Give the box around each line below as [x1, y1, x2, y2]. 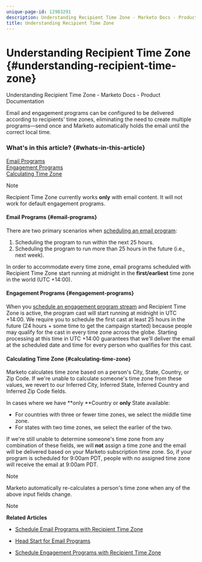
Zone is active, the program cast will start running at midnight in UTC [6, 309, 177, 317]
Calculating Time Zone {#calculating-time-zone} [6, 355, 131, 362]
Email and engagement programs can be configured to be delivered [6, 110, 174, 117]
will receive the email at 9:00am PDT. [6, 461, 99, 468]
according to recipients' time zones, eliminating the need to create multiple [6, 116, 192, 123]
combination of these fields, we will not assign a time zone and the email [6, 442, 186, 449]
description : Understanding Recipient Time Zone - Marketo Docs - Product [6, 14, 198, 20]
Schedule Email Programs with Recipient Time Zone [14, 526, 143, 533]
